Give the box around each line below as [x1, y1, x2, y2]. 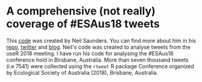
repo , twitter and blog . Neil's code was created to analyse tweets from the [6, 43, 191, 51]
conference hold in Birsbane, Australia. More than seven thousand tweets [6, 56, 189, 63]
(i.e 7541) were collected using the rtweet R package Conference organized [6, 62, 194, 70]
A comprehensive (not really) [6, 4, 156, 18]
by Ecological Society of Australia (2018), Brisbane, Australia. [6, 69, 159, 76]
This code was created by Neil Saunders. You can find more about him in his [6, 37, 196, 44]
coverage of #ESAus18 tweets [6, 17, 160, 31]
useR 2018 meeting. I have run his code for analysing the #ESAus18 [6, 49, 174, 57]
